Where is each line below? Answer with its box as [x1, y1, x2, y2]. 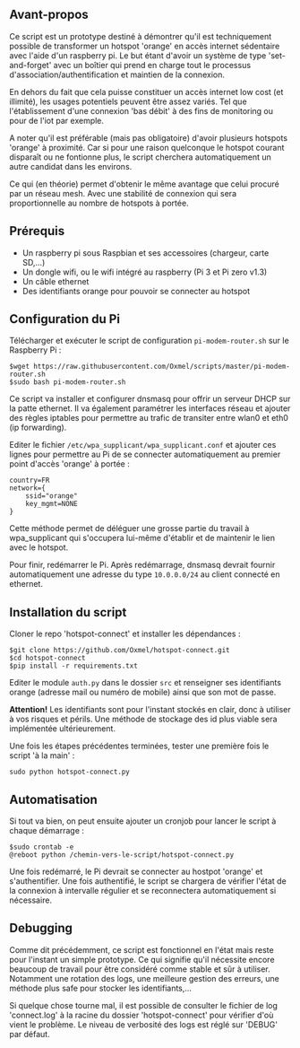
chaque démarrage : [9, 825, 85, 836]
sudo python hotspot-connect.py [9, 767, 130, 777]
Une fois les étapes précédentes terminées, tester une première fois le [9, 740, 270, 752]
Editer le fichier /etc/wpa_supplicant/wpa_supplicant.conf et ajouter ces [9, 440, 277, 450]
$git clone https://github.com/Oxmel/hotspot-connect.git [9, 646, 230, 655]
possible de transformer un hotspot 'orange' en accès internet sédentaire [9, 40, 280, 51]
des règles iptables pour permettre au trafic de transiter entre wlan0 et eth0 [9, 413, 289, 424]
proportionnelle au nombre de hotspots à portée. [9, 197, 190, 208]
